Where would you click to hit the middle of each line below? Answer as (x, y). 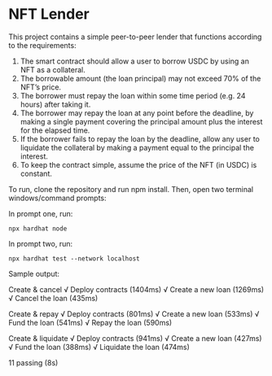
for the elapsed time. (55, 130)
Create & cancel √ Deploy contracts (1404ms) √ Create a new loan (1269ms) (136, 289)
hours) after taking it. (55, 104)
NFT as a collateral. (53, 69)
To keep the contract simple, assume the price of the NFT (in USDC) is (138, 164)
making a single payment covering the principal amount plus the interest (141, 121)
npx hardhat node (38, 229)
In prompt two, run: (41, 243)
